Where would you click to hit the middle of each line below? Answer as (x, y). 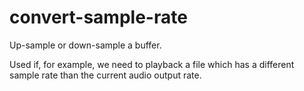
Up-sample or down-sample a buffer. (85, 45)
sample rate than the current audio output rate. (105, 75)
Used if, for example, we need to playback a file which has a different (152, 64)
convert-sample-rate (98, 17)
